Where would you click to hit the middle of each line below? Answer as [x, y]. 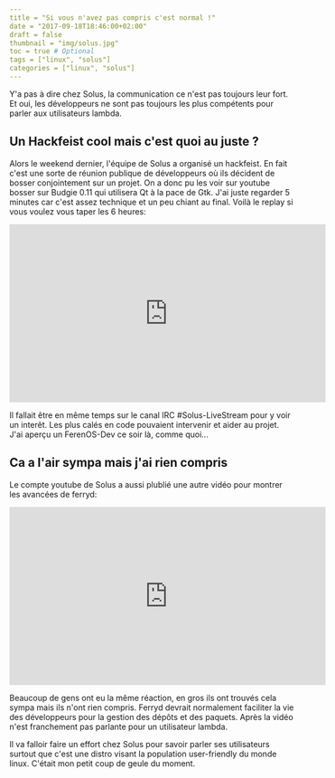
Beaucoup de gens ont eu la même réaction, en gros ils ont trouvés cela [143, 697]
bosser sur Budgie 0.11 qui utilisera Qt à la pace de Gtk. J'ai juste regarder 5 [150, 192]
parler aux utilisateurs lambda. [65, 113]
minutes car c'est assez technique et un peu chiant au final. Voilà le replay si [151, 202]
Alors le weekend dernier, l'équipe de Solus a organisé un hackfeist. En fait [149, 163]
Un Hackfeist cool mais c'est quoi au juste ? [134, 142]
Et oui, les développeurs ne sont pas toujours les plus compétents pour [141, 103]
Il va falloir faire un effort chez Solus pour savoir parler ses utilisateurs [140, 744]
